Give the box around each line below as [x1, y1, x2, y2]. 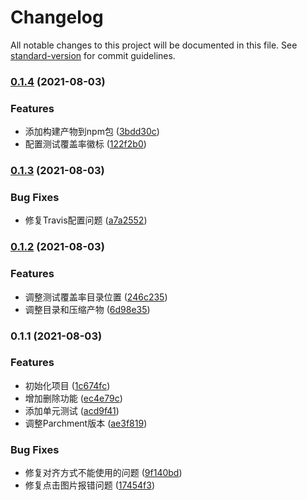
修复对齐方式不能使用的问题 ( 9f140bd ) [24, 467, 183, 479]
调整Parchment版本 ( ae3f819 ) [24, 417, 148, 429]
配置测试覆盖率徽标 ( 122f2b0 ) [24, 138, 147, 150]
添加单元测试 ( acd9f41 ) [24, 404, 120, 416]
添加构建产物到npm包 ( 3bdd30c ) [24, 126, 160, 138]
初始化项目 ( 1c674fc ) [24, 379, 111, 391]
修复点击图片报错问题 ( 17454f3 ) [24, 479, 155, 491]
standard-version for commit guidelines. [10, 49, 176, 61]
